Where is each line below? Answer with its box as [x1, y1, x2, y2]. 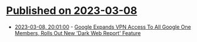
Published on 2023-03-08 [6, 4, 138, 17]
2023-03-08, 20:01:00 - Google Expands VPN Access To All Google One [14, 23, 191, 30]
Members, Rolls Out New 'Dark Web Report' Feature [14, 29, 141, 36]
